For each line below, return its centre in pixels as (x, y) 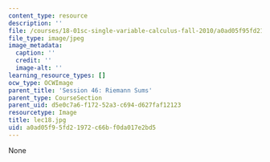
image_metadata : (35, 46)
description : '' (35, 23)
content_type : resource (48, 16)
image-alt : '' (39, 68)
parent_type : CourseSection (55, 98)
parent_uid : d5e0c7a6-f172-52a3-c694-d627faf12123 (95, 105)
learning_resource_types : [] (57, 75)
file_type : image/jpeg (46, 38)
